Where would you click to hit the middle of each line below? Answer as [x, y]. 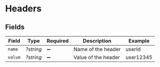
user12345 [139, 57]
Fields [15, 27]
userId [133, 49]
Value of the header [97, 57]
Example [139, 41]
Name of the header [97, 49]
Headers [23, 9]
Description [97, 41]
